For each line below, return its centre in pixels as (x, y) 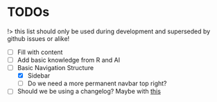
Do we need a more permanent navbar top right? (97, 83)
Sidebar (39, 76)
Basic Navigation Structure (55, 68)
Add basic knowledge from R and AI (68, 60)
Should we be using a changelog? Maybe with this (89, 92)
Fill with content (40, 52)
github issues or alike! (38, 38)
